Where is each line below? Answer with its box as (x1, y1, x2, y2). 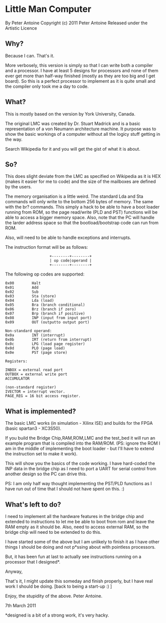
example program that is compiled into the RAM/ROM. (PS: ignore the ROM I (5, 440, 161, 447)
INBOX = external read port (5, 368, 63, 373)
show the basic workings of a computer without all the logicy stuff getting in (5, 131, 160, 137)
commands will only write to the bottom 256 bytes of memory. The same (5, 199, 154, 205)
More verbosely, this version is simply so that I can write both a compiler (5, 62, 153, 68)
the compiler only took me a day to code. (5, 83, 89, 89)
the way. (5, 136, 23, 142)
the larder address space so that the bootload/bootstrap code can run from (5, 220, 159, 226)
